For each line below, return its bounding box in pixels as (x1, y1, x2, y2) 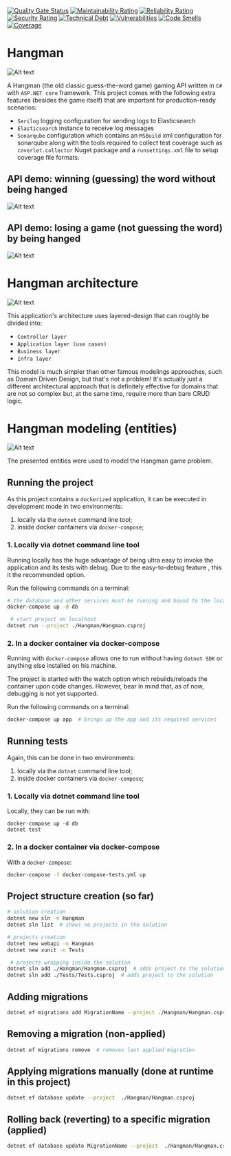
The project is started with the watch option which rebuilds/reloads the (7, 675, 208, 683)
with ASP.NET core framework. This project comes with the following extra (7, 88, 216, 96)
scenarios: (7, 103, 37, 112)
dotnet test (7, 826, 41, 833)
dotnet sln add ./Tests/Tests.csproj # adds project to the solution (7, 971, 214, 979)
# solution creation (7, 909, 67, 916)
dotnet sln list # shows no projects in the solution (7, 921, 168, 929)
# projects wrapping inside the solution (10, 959, 131, 966)
